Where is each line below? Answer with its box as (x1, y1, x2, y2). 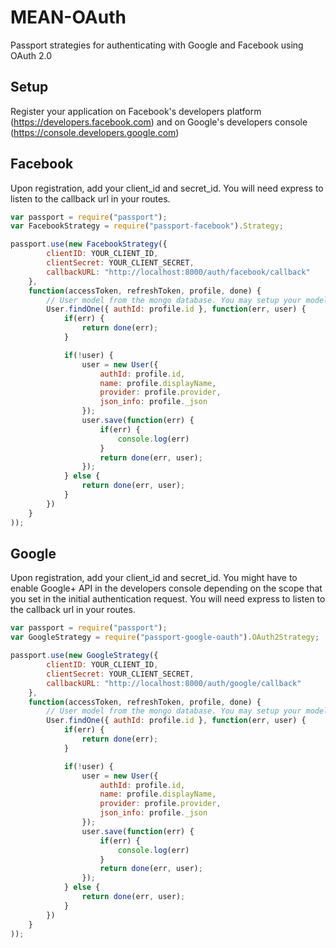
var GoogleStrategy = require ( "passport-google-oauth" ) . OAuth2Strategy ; (10, 632, 320, 643)
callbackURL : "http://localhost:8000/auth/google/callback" (46, 678, 302, 688)
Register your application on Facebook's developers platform (10, 105, 262, 117)
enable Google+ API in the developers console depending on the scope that (10, 582, 323, 595)
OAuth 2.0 (10, 49, 53, 61)
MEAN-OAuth (10, 6, 127, 29)
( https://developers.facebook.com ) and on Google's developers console (10, 116, 308, 128)
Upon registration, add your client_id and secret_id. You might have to (10, 572, 298, 584)
